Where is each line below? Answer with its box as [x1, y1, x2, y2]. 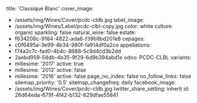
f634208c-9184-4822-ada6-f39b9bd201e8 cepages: [14, 35, 145, 42]
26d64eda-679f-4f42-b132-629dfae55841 [14, 91, 119, 98]
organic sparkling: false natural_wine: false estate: [14, 29, 136, 36]
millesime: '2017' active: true [14, 60, 84, 67]
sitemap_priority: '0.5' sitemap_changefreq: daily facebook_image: [14, 79, 176, 86]
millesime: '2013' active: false [14, 67, 86, 73]
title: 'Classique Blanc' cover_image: [6, 5, 94, 12]
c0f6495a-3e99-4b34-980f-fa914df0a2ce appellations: [14, 41, 151, 48]
